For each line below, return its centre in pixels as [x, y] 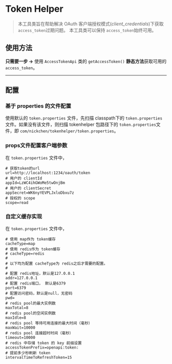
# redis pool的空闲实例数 [31, 313]
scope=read [17, 203]
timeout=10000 [20, 338]
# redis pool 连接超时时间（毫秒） [39, 333]
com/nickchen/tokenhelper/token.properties [67, 131]
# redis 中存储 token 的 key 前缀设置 [44, 343]
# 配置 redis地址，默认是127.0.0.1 [40, 274]
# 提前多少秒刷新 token [28, 353]
